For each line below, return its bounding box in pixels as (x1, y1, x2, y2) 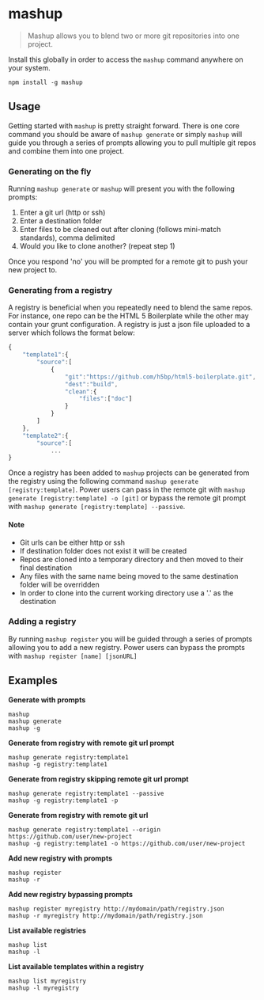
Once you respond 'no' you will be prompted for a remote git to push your (8, 257, 248, 266)
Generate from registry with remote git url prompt (8, 738, 175, 747)
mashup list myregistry (8, 977, 87, 985)
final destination (19, 563, 73, 572)
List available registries (8, 926, 87, 935)
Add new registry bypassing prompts (8, 889, 133, 899)
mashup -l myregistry (8, 983, 80, 992)
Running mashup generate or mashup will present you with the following (8, 184, 236, 194)
